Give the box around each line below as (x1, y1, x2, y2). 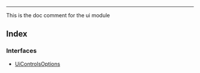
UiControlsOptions (14, 60, 61, 67)
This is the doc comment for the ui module (6, 12, 110, 18)
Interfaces (6, 47, 37, 55)
